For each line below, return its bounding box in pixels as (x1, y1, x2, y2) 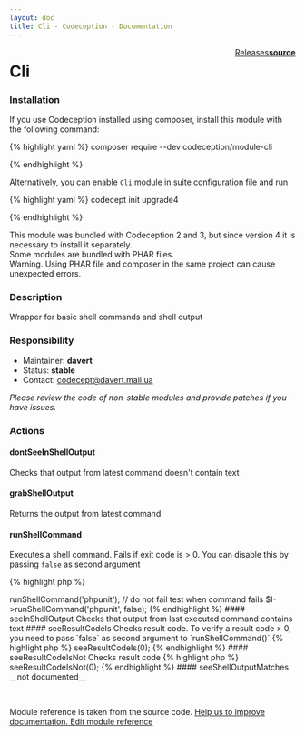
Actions (9, 424, 45, 437)
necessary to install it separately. (9, 238, 133, 250)
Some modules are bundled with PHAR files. (9, 248, 175, 259)
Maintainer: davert (22, 355, 93, 366)
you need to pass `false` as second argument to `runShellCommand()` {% (9, 633, 284, 644)
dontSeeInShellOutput (9, 447, 95, 458)
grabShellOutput (9, 488, 74, 498)
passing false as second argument (9, 559, 141, 569)
